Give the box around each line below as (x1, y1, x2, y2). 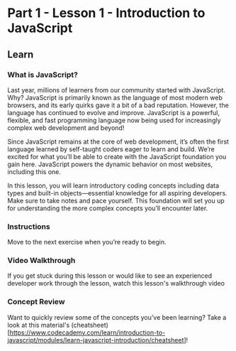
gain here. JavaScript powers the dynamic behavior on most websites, (7, 160, 213, 168)
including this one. (7, 167, 62, 175)
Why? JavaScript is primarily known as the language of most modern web (7, 93, 223, 102)
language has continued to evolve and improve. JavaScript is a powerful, (7, 108, 220, 117)
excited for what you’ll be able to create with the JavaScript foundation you (7, 152, 227, 161)
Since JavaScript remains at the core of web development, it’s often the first (7, 137, 229, 146)
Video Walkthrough (7, 256, 76, 266)
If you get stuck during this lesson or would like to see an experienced (7, 271, 213, 280)
